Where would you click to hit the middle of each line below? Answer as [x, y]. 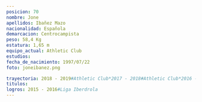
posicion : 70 [23, 12]
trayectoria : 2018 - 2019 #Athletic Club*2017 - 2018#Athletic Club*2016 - [102, 79]
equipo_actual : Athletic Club [44, 51]
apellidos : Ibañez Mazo [36, 23]
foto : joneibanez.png [33, 67]
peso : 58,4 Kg [24, 40]
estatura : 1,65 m [28, 46]
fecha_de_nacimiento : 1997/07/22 [48, 62]
